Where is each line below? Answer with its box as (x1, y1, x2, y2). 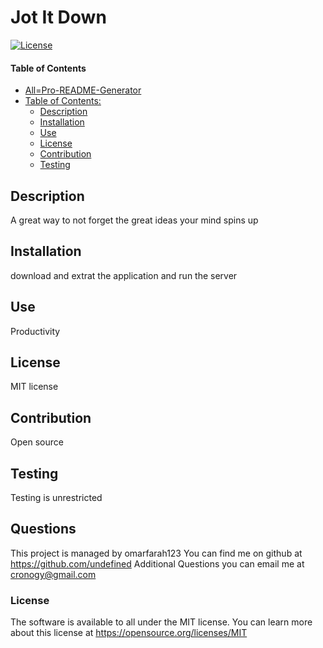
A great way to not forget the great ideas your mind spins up (10, 214, 259, 226)
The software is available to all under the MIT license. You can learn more (10, 616, 313, 628)
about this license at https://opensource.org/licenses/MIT (10, 627, 248, 639)
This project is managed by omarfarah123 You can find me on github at (10, 547, 303, 559)
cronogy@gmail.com (10, 568, 97, 580)
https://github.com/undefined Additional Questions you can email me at (10, 557, 305, 570)
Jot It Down (10, 6, 107, 29)
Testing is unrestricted (10, 492, 103, 504)
